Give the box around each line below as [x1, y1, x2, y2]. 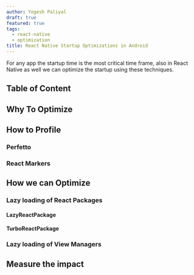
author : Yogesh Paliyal [6, 8, 67, 15]
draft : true [6, 15, 36, 21]
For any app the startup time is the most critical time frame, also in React [6, 59, 189, 67]
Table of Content [6, 83, 71, 94]
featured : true [6, 20, 45, 26]
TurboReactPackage [6, 225, 60, 233]
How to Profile [6, 125, 61, 135]
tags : [6, 25, 20, 32]
